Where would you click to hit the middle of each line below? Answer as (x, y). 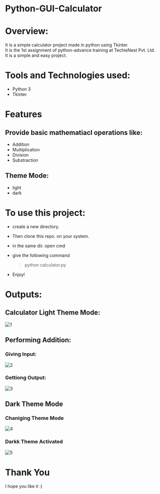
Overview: (27, 31)
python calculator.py (45, 265)
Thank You (28, 472)
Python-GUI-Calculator (54, 9)
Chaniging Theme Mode (34, 418)
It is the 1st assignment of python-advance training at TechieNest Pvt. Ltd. (80, 50)
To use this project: (45, 213)
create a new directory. (36, 226)
